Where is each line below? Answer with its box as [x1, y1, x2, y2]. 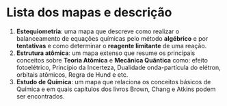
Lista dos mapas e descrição [6, 5, 172, 20]
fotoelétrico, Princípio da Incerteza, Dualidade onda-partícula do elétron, [16, 63, 222, 71]
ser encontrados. [16, 92, 65, 100]
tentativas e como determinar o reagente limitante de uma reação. [16, 41, 207, 50]
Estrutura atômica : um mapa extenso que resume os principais [16, 49, 196, 57]
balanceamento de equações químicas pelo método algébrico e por [16, 34, 209, 42]
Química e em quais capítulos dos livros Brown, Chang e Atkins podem [16, 85, 216, 93]
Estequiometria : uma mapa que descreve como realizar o [16, 27, 180, 35]
